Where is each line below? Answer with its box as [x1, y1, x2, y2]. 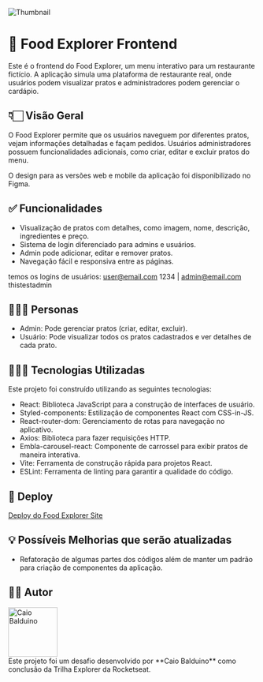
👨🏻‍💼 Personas [8, 302, 79, 316]
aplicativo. [19, 425, 54, 434]
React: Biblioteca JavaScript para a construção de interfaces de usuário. [19, 399, 255, 410]
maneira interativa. [19, 450, 80, 459]
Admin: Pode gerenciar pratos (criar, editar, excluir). [19, 324, 188, 333]
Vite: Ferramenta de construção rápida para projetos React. [19, 459, 213, 468]
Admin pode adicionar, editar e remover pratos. [19, 248, 173, 257]
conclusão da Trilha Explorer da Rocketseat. [8, 664, 151, 674]
